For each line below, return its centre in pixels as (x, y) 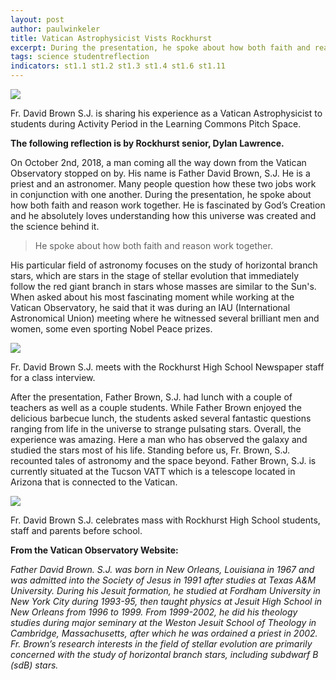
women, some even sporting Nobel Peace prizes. (111, 329)
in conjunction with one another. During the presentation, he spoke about (161, 194)
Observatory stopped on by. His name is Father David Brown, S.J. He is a (160, 173)
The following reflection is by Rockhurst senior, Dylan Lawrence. (147, 143)
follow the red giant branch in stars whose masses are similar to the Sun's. (163, 286)
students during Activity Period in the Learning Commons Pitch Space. (156, 124)
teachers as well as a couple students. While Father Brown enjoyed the (156, 407)
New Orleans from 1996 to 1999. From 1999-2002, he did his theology (154, 612)
